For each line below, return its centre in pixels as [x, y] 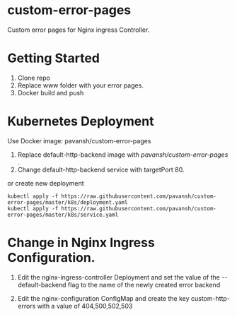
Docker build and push [51, 92]
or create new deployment [46, 183]
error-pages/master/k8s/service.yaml [63, 215]
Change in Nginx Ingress [81, 243]
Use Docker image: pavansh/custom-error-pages [79, 140]
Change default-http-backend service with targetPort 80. [101, 169]
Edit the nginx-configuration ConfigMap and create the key [103, 298]
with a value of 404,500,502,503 [85, 306]
